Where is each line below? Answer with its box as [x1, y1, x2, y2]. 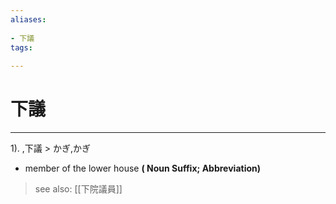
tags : [10, 42, 33, 53]
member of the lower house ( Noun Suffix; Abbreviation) [24, 162, 262, 175]
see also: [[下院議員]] [34, 183, 123, 195]
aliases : [10, 14, 47, 25]
